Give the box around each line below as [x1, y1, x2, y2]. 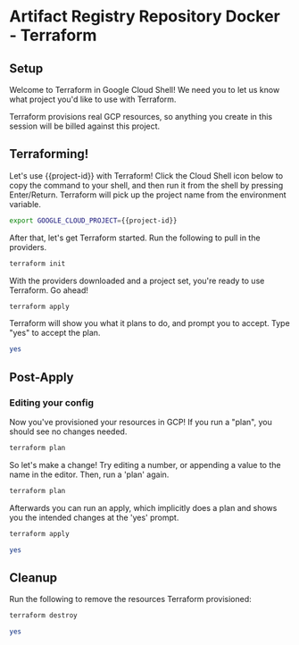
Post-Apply [9, 369, 74, 385]
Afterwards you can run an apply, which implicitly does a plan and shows [9, 502, 278, 513]
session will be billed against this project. [9, 121, 161, 131]
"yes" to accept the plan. [9, 328, 101, 339]
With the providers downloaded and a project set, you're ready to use [9, 275, 265, 286]
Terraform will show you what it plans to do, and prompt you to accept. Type [9, 318, 290, 329]
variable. [9, 198, 42, 209]
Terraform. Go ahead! [9, 284, 89, 296]
